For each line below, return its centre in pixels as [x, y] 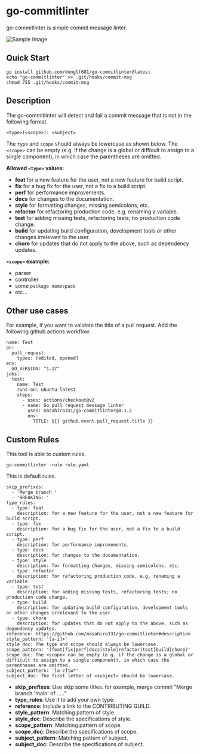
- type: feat [28, 508]
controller [27, 279]
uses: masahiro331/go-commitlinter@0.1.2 [80, 411]
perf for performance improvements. [60, 192]
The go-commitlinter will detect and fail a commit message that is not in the [99, 115]
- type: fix [27, 524]
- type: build [29, 603]
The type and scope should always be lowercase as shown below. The [92, 144]
